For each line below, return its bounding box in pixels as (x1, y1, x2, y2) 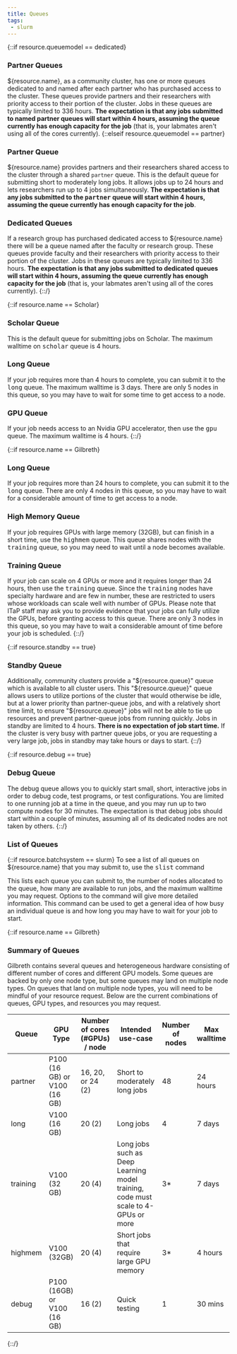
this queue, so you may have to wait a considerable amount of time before (7, 621, 223, 630)
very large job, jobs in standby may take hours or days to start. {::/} (7, 737, 202, 745)
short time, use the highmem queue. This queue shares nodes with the (7, 535, 212, 544)
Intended (120, 1025, 152, 1034)
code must (116, 1192, 152, 1202)
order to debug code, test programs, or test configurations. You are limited (7, 791, 224, 800)
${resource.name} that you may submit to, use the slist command (7, 863, 205, 871)
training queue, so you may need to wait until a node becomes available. (7, 542, 226, 551)
